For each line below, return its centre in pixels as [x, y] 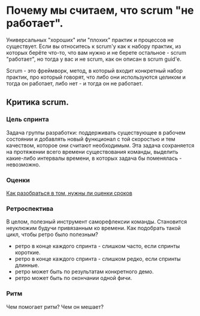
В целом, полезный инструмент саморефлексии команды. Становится [97, 222]
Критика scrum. [37, 102]
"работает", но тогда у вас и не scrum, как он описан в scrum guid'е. [94, 59]
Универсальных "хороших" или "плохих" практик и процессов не [90, 40]
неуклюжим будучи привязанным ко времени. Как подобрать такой [94, 228]
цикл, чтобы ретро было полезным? [52, 234]
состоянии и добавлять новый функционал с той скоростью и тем [91, 139]
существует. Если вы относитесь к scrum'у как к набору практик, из [94, 46]
